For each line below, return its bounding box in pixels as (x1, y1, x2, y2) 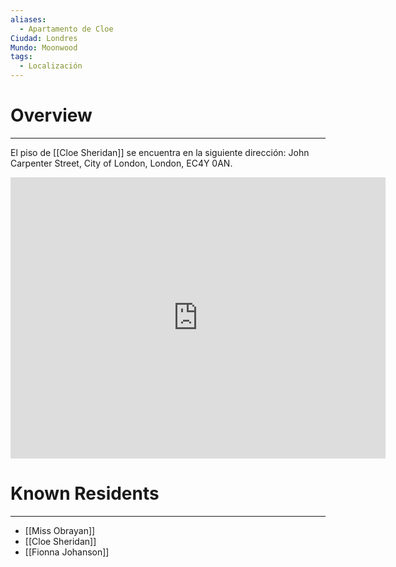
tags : (10, 52, 33, 62)
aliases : (10, 14, 47, 25)
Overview (10, 104, 93, 127)
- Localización (19, 61, 83, 71)
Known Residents (10, 482, 160, 505)
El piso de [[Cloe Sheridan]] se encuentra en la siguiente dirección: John (10, 146, 310, 158)
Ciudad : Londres (10, 33, 78, 43)
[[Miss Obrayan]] (24, 524, 96, 536)
